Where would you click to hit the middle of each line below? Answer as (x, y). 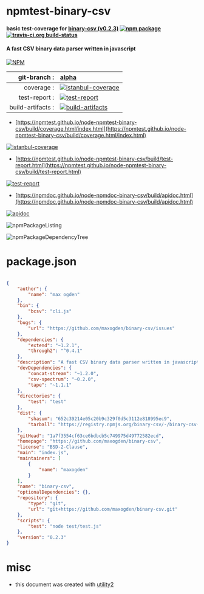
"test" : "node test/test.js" (65, 526)
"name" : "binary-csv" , (46, 487)
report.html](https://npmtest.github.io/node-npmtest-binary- (91, 165)
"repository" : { (38, 498)
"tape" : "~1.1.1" (50, 385)
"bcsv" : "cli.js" (50, 311)
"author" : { (32, 289)
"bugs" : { (30, 323)
